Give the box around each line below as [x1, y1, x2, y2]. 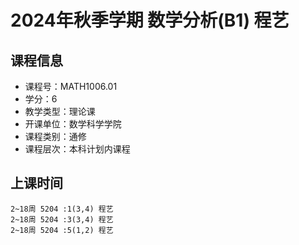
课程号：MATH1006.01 [24, 81, 118, 92]
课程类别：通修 [24, 131, 87, 142]
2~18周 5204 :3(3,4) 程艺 [10, 214, 114, 225]
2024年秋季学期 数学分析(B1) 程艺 [10, 9, 290, 32]
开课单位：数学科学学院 [24, 118, 122, 130]
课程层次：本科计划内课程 [24, 143, 131, 155]
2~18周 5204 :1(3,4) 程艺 [10, 204, 114, 214]
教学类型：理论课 [24, 106, 96, 117]
